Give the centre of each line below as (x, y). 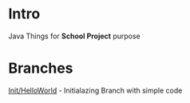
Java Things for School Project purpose (75, 36)
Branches (41, 68)
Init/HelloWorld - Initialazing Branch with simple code (95, 90)
